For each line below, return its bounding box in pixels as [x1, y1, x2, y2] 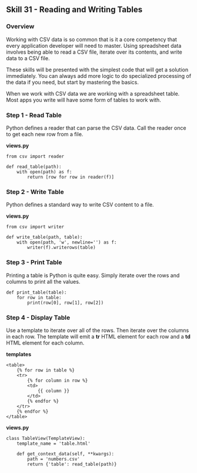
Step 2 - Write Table [6, 188, 64, 196]
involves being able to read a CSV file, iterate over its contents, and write [6, 48, 182, 55]
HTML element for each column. [6, 339, 85, 346]
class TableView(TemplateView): [6, 435, 85, 441]
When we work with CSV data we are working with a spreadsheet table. [6, 90, 180, 97]
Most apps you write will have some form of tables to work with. [6, 96, 162, 103]
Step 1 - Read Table [6, 111, 62, 119]
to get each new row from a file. [6, 130, 84, 137]
